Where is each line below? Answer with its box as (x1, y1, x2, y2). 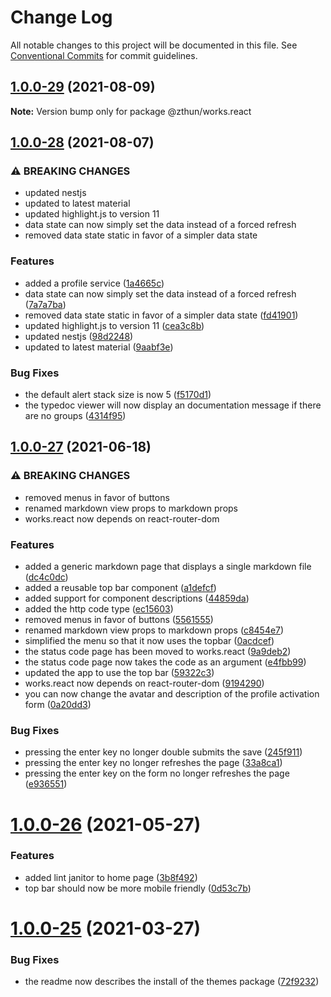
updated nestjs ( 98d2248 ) (24, 330, 134, 342)
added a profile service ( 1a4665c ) (24, 277, 165, 289)
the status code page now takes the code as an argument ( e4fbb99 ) (24, 656, 307, 668)
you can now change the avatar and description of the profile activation (24, 688, 320, 700)
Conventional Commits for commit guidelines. (10, 49, 198, 61)
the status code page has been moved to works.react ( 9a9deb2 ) (24, 646, 292, 658)
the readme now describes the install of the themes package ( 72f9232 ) (24, 976, 320, 988)
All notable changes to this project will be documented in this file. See (10, 39, 298, 51)
